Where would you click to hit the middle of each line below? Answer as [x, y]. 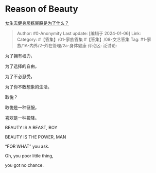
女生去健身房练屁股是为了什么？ [37, 23]
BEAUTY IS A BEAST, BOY [31, 127]
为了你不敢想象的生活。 [28, 86]
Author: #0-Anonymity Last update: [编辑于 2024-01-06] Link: [79, 33]
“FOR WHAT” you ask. [27, 146]
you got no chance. [24, 165]
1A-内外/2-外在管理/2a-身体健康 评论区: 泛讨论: [70, 45]
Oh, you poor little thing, [29, 156]
